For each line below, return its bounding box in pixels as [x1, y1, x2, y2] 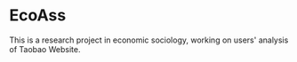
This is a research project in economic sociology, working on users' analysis [9, 35, 289, 45]
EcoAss [9, 5, 67, 26]
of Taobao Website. [9, 43, 81, 54]
